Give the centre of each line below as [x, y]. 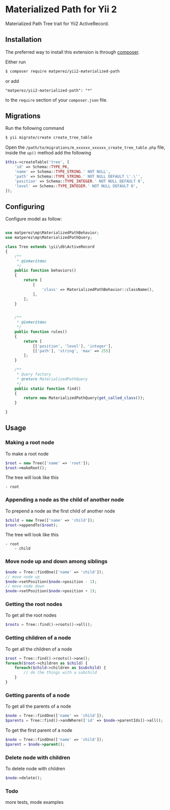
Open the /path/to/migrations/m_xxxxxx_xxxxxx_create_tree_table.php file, [85, 147]
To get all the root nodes [31, 615]
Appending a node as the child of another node [65, 500]
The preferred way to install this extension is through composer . [72, 52]
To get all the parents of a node [38, 706]
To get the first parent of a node [39, 730]
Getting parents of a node [38, 695]
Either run [16, 62]
